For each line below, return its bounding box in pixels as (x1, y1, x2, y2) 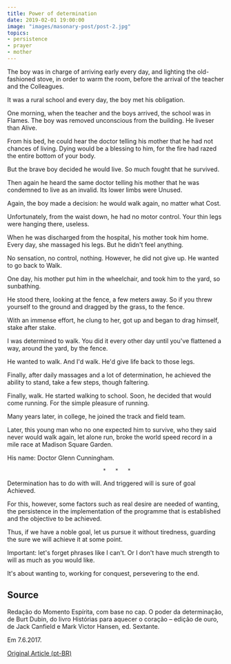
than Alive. (7, 124, 38, 132)
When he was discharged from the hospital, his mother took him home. (7, 233, 209, 242)
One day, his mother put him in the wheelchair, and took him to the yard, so (7, 274, 221, 283)
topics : (7, 29, 30, 37)
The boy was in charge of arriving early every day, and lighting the (7, 67, 197, 76)
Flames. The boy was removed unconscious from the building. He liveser (7, 116, 214, 124)
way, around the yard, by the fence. (7, 344, 108, 352)
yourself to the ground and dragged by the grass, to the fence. (7, 302, 185, 311)
